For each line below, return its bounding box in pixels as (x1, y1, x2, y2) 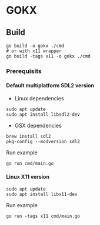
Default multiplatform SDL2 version (6, 81, 95, 89)
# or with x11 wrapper (6, 48, 62, 54)
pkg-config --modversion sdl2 (6, 139, 81, 145)
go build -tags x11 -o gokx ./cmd (6, 53, 91, 59)
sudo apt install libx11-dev (6, 191, 78, 198)
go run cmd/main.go (6, 161, 54, 167)
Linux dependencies (14, 95, 64, 102)
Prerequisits (6, 66, 42, 75)
